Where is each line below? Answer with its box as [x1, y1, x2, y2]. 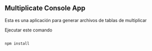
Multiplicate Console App [4, 4, 85, 12]
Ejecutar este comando [4, 27, 52, 33]
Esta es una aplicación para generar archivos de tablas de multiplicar [4, 17, 147, 23]
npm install [4, 41, 29, 46]
